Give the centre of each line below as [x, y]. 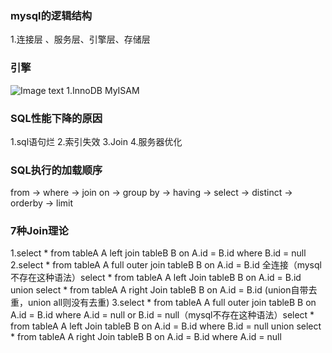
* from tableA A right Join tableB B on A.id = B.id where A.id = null [146, 337]
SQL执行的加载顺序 [56, 170]
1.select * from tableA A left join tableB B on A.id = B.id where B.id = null [158, 253]
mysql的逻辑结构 [51, 15]
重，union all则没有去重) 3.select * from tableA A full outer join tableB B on [163, 303]
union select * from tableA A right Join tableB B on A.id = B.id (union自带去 [164, 290]
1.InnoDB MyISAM [103, 90]
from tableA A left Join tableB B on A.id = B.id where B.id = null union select [166, 326]
